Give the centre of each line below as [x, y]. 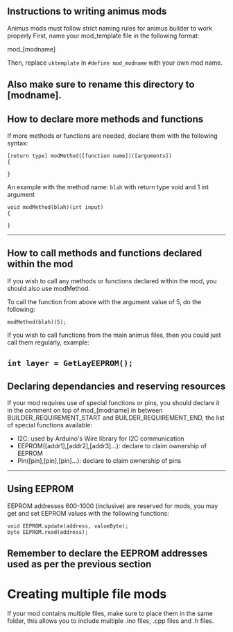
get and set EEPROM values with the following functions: [88, 513]
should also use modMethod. [49, 288]
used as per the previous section [79, 564]
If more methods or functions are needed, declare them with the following [113, 136]
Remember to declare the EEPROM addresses [107, 554]
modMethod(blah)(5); [37, 322]
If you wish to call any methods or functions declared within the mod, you [112, 281]
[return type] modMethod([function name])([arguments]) [89, 156]
